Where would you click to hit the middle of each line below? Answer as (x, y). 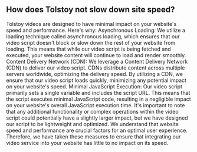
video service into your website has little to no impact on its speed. (87, 143)
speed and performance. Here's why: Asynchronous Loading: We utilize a (96, 30)
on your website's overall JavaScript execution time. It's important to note (96, 105)
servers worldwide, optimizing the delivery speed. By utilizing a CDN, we (94, 74)
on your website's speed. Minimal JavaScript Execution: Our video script (94, 86)
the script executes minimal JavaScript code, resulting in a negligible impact (99, 99)
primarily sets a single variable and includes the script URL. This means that (98, 92)
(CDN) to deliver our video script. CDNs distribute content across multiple (96, 68)
